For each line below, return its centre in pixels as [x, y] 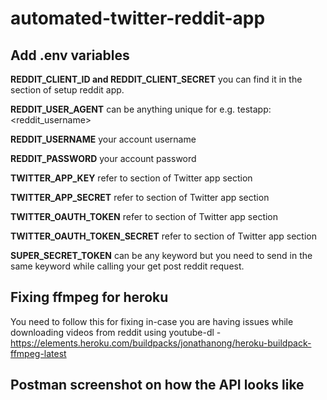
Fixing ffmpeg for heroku [89, 297]
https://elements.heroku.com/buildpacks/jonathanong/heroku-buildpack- [161, 343]
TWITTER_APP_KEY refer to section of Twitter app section [131, 178]
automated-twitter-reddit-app [138, 18]
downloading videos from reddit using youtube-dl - [116, 332]
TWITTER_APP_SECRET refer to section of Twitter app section [140, 197]
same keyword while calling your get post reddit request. [127, 266]
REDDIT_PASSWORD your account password [103, 158]
